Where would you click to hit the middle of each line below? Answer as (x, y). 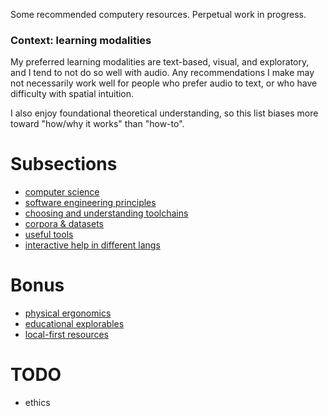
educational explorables (74, 324)
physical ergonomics (68, 313)
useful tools (49, 235)
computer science (62, 192)
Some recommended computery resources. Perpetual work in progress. (158, 14)
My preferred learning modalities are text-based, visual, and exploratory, (160, 62)
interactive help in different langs (92, 245)
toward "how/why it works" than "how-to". (97, 124)
